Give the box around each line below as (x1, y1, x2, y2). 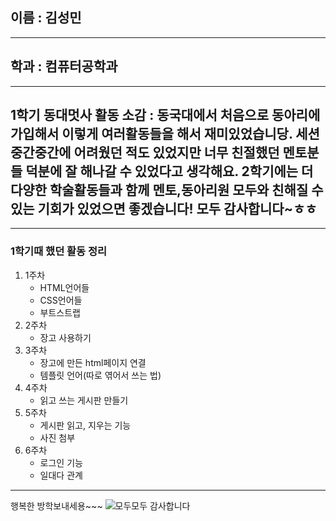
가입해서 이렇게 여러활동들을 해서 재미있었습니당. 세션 (10, 126, 320, 143)
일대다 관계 (39, 469, 83, 481)
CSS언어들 (39, 294, 83, 306)
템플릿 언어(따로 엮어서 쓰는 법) (39, 369, 162, 381)
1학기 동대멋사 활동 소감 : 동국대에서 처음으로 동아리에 (10, 107, 321, 124)
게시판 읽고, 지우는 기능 (39, 419, 132, 431)
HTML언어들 (39, 281, 90, 293)
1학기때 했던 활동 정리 (10, 244, 108, 258)
